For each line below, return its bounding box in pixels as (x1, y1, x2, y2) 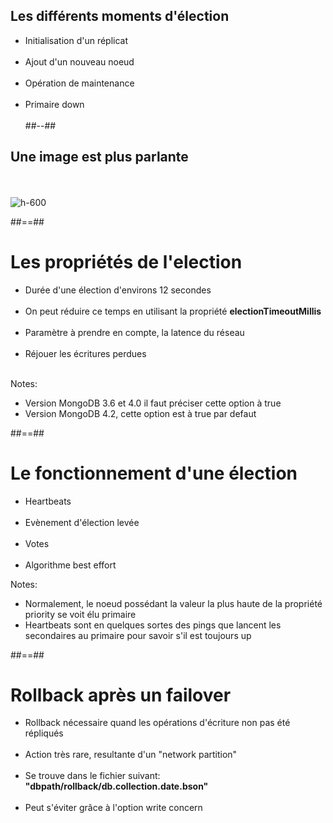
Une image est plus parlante (10, 149, 189, 166)
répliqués (24, 727, 64, 739)
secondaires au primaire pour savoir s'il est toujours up (24, 629, 252, 641)
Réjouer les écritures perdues (24, 347, 147, 359)
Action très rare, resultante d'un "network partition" (24, 749, 238, 761)
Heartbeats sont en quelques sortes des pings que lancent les (24, 619, 282, 631)
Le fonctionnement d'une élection (10, 462, 298, 484)
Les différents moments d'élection (10, 8, 230, 25)
